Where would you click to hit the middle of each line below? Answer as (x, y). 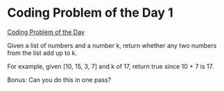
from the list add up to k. (42, 53)
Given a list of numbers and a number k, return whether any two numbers (112, 45)
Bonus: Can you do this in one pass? (59, 80)
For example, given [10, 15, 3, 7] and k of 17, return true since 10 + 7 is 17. (110, 66)
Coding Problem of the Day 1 (90, 13)
